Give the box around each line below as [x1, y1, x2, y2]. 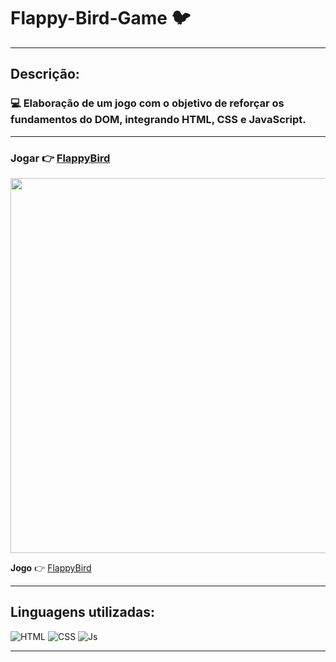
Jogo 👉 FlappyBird [10, 561, 92, 574]
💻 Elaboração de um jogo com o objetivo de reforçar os [10, 96, 285, 110]
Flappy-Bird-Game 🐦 [10, 7, 191, 30]
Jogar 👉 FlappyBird [10, 151, 111, 165]
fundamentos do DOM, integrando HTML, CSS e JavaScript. [10, 113, 307, 127]
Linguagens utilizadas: [10, 604, 156, 621]
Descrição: [10, 66, 80, 83]
